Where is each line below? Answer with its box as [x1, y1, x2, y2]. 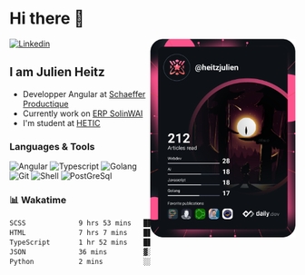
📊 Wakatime [9, 193, 66, 206]
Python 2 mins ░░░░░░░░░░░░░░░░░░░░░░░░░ [9, 257, 246, 266]
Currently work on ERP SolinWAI [22, 108, 143, 119]
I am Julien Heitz [9, 64, 106, 80]
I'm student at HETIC [22, 117, 101, 128]
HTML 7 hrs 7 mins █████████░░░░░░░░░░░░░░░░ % [9, 229, 286, 238]
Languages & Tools [9, 140, 95, 152]
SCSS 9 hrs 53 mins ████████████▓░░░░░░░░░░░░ [9, 219, 246, 228]
